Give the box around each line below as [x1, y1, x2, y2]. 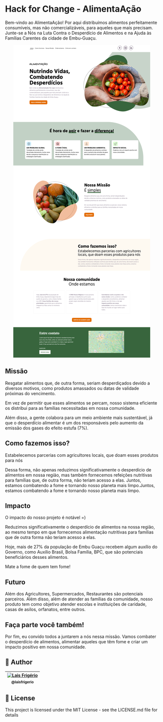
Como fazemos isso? [5, 439, 70, 447]
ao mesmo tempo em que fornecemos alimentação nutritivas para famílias [5, 529, 154, 535]
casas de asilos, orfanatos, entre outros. [5, 607, 86, 613]
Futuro [5, 578, 26, 586]
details [5, 712, 18, 718]
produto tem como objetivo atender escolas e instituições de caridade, [5, 601, 147, 607]
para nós [5, 457, 23, 463]
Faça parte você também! [5, 620, 84, 629]
